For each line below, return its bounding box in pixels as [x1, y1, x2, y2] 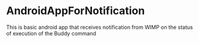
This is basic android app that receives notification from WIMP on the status [6, 24, 193, 31]
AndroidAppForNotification [6, 4, 145, 18]
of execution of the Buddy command [6, 29, 97, 37]
